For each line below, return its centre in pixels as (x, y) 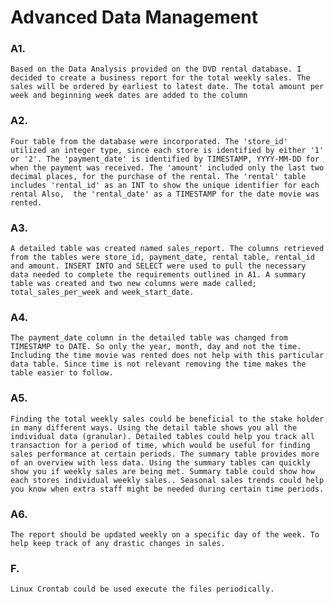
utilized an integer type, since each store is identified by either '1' (167, 150)
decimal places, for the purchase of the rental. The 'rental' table (158, 176)
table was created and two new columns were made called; (133, 284)
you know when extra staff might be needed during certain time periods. (167, 489)
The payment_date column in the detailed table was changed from (149, 338)
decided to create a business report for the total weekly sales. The (160, 78)
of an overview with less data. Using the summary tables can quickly (160, 462)
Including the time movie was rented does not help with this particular (167, 356)
